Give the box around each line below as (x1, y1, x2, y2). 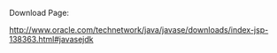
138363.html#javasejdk (9, 34, 94, 44)
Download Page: (9, 8, 69, 18)
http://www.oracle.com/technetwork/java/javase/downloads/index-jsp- (9, 25, 269, 34)
